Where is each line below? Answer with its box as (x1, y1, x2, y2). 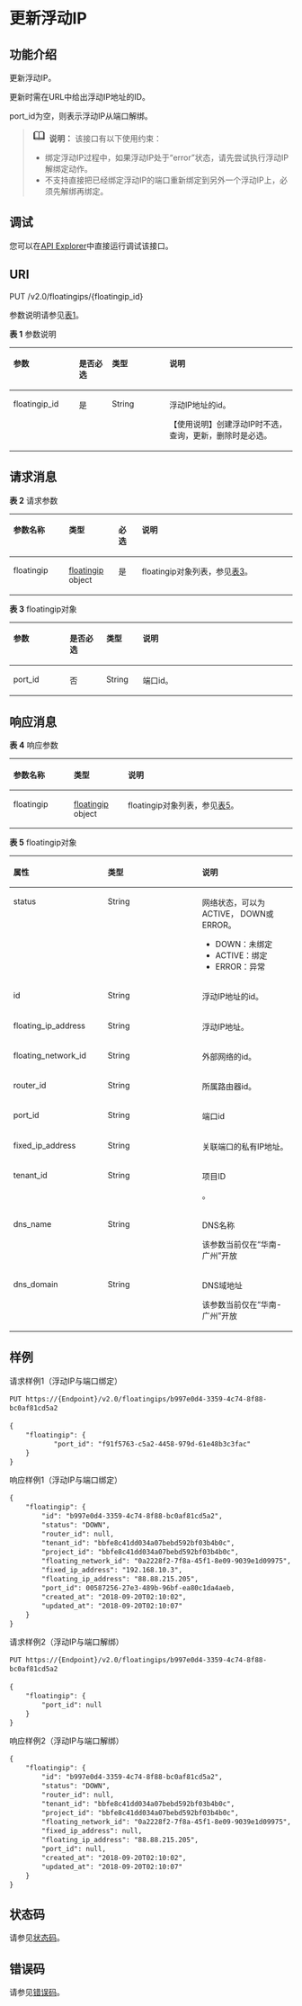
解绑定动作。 (44, 164, 93, 174)
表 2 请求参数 (9, 495, 58, 506)
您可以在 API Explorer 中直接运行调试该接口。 (9, 240, 173, 251)
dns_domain (13, 1279, 58, 1290)
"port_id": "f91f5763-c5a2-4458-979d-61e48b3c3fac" (53, 1439, 252, 1448)
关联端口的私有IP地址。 (201, 1141, 289, 1151)
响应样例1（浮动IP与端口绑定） (9, 1474, 123, 1485)
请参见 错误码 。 (9, 1987, 65, 1998)
